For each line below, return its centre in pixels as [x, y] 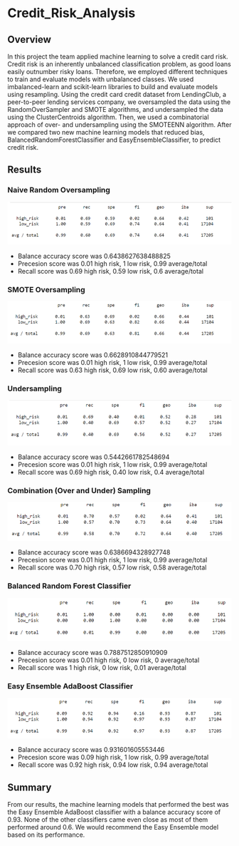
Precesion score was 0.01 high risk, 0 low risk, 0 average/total [108, 660]
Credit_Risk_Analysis [71, 13]
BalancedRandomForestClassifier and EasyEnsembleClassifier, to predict [114, 140]
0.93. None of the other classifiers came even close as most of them [108, 820]
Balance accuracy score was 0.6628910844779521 [93, 355]
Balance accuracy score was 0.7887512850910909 [92, 652]
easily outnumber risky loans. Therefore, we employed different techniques [117, 72]
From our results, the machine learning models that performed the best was [118, 805]
